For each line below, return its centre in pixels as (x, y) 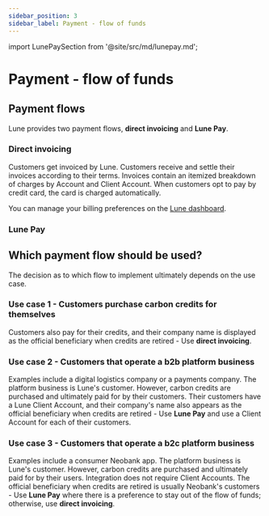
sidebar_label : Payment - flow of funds (78, 23)
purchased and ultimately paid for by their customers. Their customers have (134, 396)
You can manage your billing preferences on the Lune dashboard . (118, 208)
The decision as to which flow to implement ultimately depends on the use (132, 275)
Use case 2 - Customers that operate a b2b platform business (132, 362)
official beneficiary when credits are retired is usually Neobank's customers (134, 487)
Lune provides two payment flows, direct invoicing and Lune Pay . (118, 128)
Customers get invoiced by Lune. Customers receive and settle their (122, 167)
